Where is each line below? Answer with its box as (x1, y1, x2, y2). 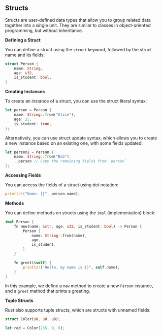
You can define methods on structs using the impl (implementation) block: (5, 209, 156, 216)
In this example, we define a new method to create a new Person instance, (5, 283, 154, 289)
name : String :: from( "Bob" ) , (14, 154, 71, 159)
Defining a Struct (5, 37, 41, 43)
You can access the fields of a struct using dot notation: (5, 182, 119, 188)
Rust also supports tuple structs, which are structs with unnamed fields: (5, 307, 151, 313)
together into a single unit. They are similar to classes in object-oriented (5, 22, 151, 28)
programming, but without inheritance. (5, 27, 83, 33)
